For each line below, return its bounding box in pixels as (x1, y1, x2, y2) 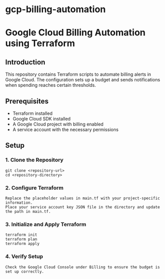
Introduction (5, 57, 46, 67)
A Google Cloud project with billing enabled (12, 121, 104, 127)
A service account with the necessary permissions (12, 127, 119, 133)
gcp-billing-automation (5, 4, 106, 15)
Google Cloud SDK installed (12, 116, 71, 121)
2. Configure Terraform (5, 184, 63, 191)
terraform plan (5, 237, 38, 242)
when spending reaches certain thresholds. (5, 82, 96, 88)
